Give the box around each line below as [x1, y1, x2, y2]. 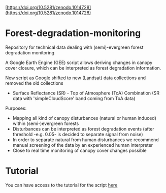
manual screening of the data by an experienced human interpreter [12, 142, 153, 148]
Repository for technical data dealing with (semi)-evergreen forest [5, 44, 144, 50]
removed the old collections [5, 80, 63, 86]
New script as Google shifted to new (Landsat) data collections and [5, 75, 146, 81]
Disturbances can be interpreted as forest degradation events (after [12, 125, 155, 132]
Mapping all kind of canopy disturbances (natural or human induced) [12, 115, 156, 121]
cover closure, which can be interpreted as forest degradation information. [5, 65, 161, 71]
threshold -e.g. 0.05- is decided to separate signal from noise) [12, 131, 143, 137]
